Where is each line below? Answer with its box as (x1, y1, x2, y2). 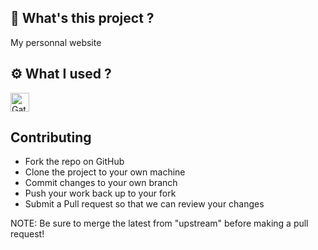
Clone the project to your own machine (24, 166, 186, 178)
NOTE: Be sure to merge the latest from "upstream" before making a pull (10, 217, 309, 230)
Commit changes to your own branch (24, 177, 178, 189)
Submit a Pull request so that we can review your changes (24, 198, 265, 210)
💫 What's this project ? (10, 10, 155, 27)
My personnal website (10, 36, 102, 48)
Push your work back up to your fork (24, 187, 177, 200)
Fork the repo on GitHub (24, 156, 125, 168)
